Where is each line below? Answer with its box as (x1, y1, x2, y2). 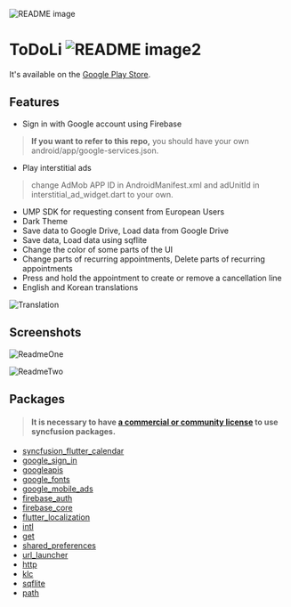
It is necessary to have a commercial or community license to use (30, 417, 279, 427)
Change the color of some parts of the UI (21, 244, 174, 255)
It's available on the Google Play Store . (9, 69, 151, 79)
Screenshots (9, 325, 82, 340)
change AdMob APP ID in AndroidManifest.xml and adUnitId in (30, 179, 260, 190)
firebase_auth (21, 493, 73, 504)
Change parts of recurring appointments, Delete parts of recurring (21, 254, 265, 264)
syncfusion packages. (30, 425, 116, 436)
